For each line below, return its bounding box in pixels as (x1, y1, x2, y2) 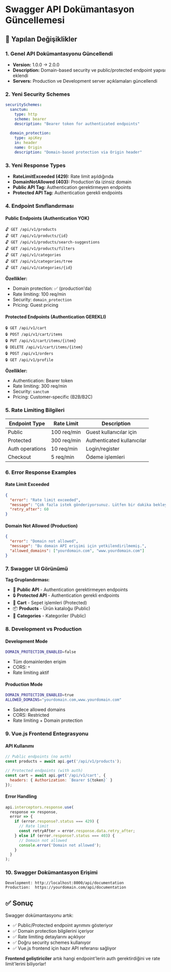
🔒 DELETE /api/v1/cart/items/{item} (5, 345, 83, 350)
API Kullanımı (5, 743, 34, 749)
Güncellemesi (5, 14, 65, 26)
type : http (14, 111, 38, 117)
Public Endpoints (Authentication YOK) (5, 215, 90, 221)
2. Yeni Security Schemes (5, 90, 70, 98)
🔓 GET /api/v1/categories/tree (5, 259, 73, 264)
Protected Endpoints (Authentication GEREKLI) (5, 313, 106, 320)
